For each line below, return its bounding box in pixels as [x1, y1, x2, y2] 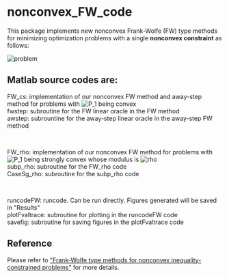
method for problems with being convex [7, 100, 137, 108]
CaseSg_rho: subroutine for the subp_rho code [7, 169, 139, 178]
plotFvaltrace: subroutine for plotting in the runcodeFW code [7, 210, 178, 219]
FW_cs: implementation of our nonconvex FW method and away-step [7, 92, 202, 100]
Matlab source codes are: [7, 74, 118, 86]
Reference [7, 238, 53, 249]
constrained [7, 263, 41, 271]
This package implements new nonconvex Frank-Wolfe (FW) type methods [7, 27, 218, 35]
